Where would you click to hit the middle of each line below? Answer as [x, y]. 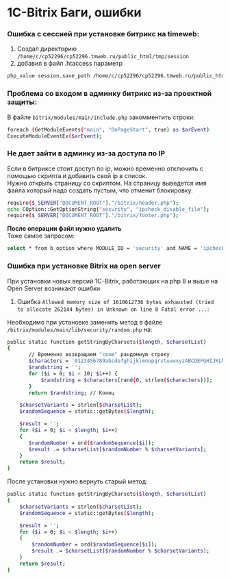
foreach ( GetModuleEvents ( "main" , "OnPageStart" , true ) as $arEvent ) [108, 129]
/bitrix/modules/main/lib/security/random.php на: [80, 329]
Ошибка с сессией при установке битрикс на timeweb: [103, 34]
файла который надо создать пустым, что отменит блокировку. [100, 190]
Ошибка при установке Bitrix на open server [84, 266]
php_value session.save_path [49, 76]
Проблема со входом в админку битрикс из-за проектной [110, 94]
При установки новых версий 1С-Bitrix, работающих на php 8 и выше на [113, 281]
